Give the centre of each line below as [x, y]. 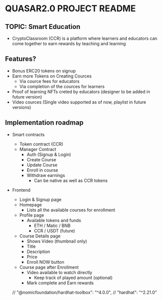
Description [38, 251]
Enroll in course [42, 170]
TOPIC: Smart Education [43, 27]
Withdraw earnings [46, 175]
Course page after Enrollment [49, 267]
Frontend [21, 190]
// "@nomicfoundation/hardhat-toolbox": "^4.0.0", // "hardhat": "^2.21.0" [84, 292]
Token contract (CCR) [41, 144]
